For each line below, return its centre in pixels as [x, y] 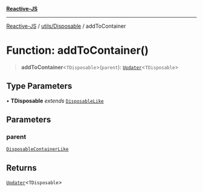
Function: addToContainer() [78, 50]
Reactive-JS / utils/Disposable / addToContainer [66, 26]
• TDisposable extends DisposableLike [55, 101]
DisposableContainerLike [37, 149]
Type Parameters [39, 86]
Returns [22, 168]
